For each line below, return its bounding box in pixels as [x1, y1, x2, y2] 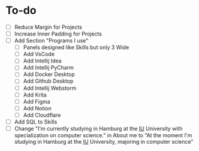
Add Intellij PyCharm [23, 64, 74, 71]
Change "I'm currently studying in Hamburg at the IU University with [14, 125, 183, 132]
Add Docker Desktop [23, 71, 76, 78]
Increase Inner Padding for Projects [14, 31, 102, 37]
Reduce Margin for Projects [14, 23, 82, 31]
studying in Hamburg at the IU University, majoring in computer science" [14, 138, 194, 145]
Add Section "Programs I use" [14, 37, 89, 44]
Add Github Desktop [23, 77, 74, 84]
